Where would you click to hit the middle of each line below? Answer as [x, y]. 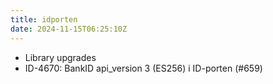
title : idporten [44, 19]
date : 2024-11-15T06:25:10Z [69, 29]
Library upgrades [60, 57]
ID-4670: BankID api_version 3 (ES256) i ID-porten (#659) [143, 68]
